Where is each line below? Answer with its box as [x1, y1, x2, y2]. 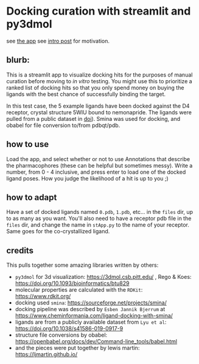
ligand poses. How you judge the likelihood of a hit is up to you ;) [6, 174, 169, 182]
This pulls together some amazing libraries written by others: [6, 261, 159, 269]
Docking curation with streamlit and [6, 4, 191, 18]
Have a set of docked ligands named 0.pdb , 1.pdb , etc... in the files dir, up [6, 208, 194, 216]
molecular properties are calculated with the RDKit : [15, 286, 143, 294]
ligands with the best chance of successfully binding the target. [6, 90, 166, 98]
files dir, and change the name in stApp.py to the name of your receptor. [6, 221, 190, 228]
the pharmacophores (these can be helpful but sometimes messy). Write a [6, 162, 193, 169]
